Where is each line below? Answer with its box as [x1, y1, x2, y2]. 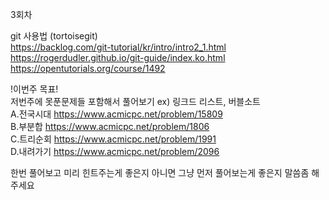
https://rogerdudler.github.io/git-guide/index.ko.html [10, 52, 226, 63]
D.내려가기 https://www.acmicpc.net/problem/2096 [10, 146, 220, 157]
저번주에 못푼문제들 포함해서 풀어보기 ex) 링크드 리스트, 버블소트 [10, 96, 261, 107]
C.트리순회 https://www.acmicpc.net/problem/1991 [10, 133, 217, 145]
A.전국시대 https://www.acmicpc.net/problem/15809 [10, 108, 223, 120]
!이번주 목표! [10, 83, 59, 95]
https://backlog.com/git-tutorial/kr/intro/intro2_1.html [10, 41, 227, 53]
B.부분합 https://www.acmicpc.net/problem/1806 [10, 121, 210, 132]
